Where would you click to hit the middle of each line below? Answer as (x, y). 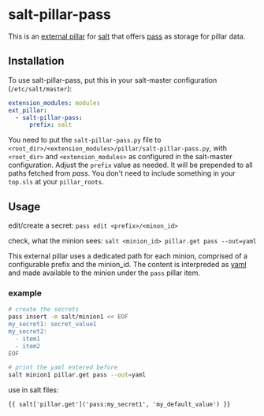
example (25, 293)
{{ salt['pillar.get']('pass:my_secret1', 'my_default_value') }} (119, 405)
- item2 (28, 346)
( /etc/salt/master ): (40, 88)
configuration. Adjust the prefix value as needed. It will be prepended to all (131, 165)
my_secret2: (28, 331)
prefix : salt (50, 125)
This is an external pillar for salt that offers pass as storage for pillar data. (127, 36)
